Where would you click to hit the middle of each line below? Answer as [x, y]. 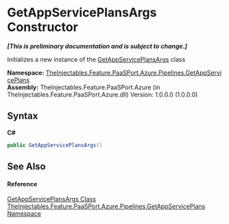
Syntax [23, 116]
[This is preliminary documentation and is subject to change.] [97, 46]
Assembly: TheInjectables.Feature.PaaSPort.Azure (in [84, 87]
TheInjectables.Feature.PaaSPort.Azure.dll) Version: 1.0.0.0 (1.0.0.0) [103, 95]
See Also [26, 167]
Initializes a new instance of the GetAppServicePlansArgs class [96, 59]
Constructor [43, 27]
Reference [22, 184]
